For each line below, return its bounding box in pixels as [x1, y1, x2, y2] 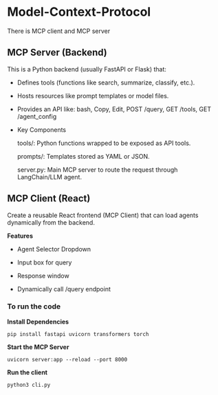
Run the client [7, 368, 48, 376]
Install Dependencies [7, 317, 69, 326]
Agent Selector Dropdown [17, 245, 91, 253]
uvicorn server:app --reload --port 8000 [7, 356, 128, 363]
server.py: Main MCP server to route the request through [17, 166, 178, 174]
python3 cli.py [7, 381, 51, 388]
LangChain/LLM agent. [17, 172, 83, 181]
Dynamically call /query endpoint [17, 284, 111, 293]
